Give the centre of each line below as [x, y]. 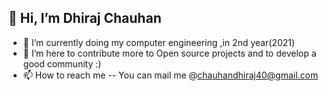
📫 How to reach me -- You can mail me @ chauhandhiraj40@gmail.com [170, 75]
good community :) [62, 63]
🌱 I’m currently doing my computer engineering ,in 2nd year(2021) [159, 42]
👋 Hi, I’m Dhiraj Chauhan [85, 18]
